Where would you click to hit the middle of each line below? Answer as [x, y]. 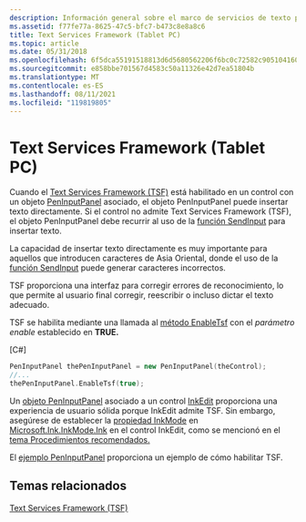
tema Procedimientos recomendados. [80, 439]
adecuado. [30, 305]
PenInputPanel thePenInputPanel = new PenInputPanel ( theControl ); [138, 367]
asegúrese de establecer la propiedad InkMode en [104, 420]
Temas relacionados [68, 486]
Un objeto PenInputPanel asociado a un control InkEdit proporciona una [143, 401]
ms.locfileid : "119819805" [61, 102]
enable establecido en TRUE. [64, 333]
